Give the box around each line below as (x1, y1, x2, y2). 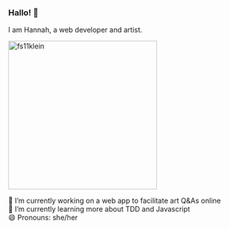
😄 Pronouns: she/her (8, 213, 78, 223)
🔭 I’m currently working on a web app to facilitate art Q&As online (8, 196, 221, 205)
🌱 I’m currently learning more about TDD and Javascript (8, 204, 190, 214)
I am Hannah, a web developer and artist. (8, 25, 143, 35)
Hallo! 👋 (8, 7, 39, 18)
